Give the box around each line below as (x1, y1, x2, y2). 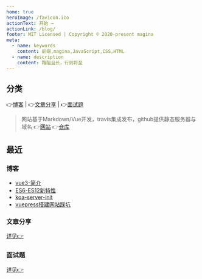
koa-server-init (15, 193, 53, 201)
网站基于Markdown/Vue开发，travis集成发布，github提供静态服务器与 (21, 116, 197, 123)
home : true (6, 8, 34, 15)
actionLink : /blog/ (6, 25, 56, 32)
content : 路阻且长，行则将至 (17, 59, 83, 66)
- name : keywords (12, 43, 56, 49)
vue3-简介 (15, 180, 41, 186)
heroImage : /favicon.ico (6, 15, 69, 21)
